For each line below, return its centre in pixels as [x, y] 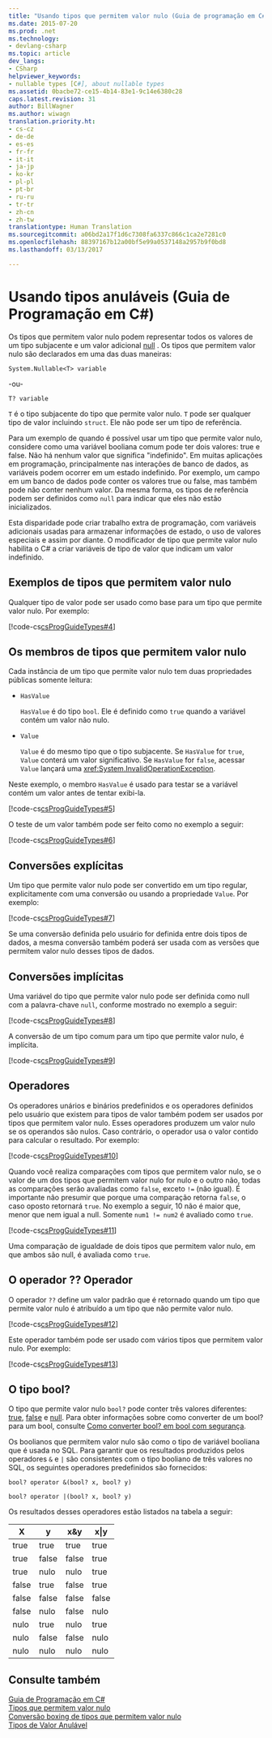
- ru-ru [21, 197]
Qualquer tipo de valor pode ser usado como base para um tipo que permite [135, 602]
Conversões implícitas [66, 977]
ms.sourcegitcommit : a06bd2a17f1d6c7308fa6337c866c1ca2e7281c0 [117, 235]
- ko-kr [21, 174]
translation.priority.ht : [52, 122]
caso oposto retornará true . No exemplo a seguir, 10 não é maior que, [125, 1206]
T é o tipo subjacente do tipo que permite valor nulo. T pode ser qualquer [130, 414]
